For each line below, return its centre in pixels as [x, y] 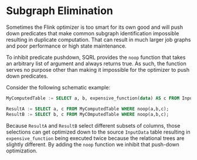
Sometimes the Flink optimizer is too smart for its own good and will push [95, 27]
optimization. [22, 151]
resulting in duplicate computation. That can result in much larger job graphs [98, 39]
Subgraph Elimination [60, 11]
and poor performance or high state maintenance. [67, 46]
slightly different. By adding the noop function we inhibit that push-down [93, 144]
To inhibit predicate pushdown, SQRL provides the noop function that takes [96, 57]
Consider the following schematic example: [58, 87]
